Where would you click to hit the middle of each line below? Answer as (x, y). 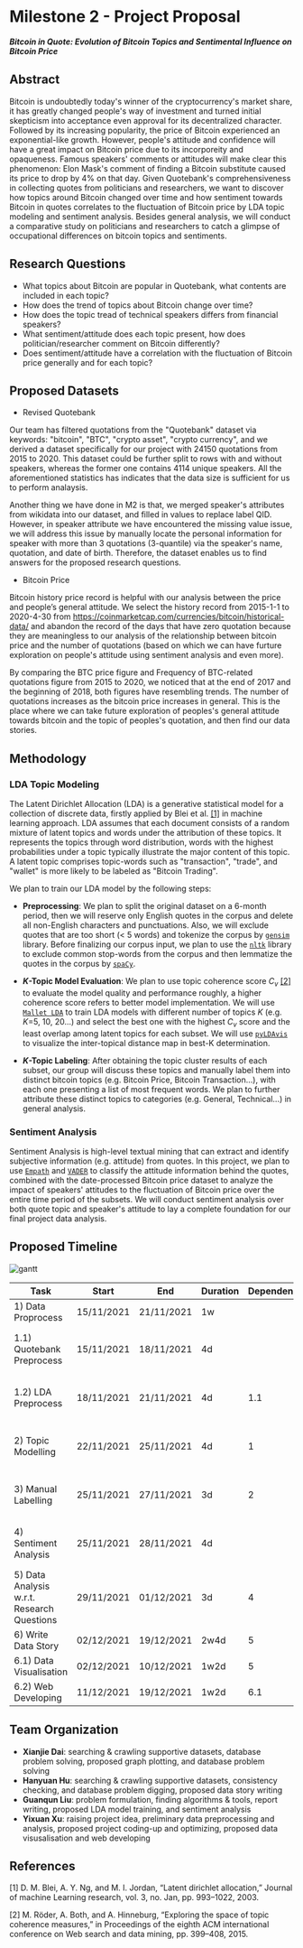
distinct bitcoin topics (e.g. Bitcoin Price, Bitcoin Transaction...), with (149, 1080)
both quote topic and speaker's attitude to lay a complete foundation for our (150, 1209)
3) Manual (36, 1489)
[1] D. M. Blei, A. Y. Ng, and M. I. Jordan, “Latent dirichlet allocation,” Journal (151, 1888)
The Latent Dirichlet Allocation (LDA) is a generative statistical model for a (147, 804)
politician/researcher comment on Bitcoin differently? (121, 343)
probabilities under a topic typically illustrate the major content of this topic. (150, 852)
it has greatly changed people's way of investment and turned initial (135, 111)
